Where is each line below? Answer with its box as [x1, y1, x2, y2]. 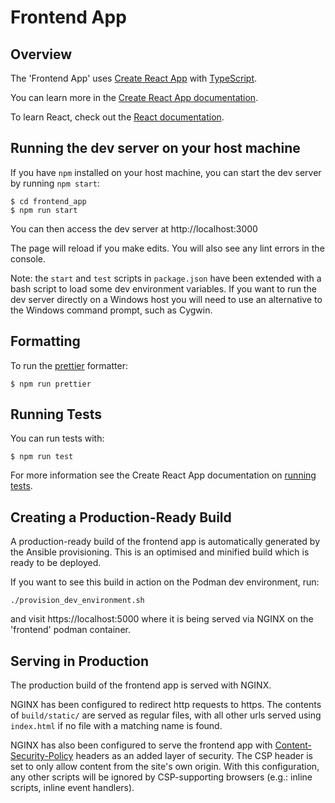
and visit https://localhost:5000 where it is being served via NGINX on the [10, 613, 314, 625]
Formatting [10, 333, 81, 350]
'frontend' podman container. [10, 624, 131, 636]
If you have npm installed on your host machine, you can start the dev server [10, 166, 322, 178]
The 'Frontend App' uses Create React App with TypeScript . [10, 72, 258, 84]
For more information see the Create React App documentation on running [10, 469, 317, 481]
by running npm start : [10, 177, 100, 189]
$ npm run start [10, 205, 78, 215]
